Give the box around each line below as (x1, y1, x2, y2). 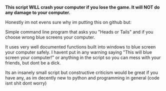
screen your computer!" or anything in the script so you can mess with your (5, 54, 161, 60)
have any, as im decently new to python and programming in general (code (5, 75, 160, 80)
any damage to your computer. (5, 9, 71, 15)
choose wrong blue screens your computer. (5, 34, 95, 40)
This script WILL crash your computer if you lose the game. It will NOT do (5, 4, 160, 10)
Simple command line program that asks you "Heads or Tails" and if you (5, 29, 153, 34)
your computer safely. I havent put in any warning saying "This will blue (5, 49, 152, 55)
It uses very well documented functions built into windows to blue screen (5, 44, 156, 49)
